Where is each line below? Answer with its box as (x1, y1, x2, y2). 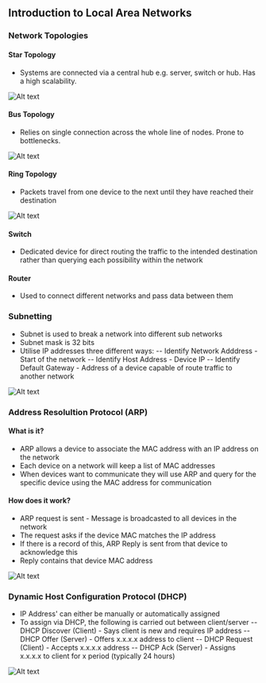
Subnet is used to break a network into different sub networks (19, 329, 223, 339)
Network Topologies (8, 30, 89, 41)
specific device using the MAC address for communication (19, 477, 212, 487)
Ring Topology (8, 169, 57, 179)
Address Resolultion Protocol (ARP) (8, 406, 148, 417)
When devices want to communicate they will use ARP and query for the (19, 469, 256, 479)
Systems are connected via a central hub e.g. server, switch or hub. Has (19, 68, 256, 77)
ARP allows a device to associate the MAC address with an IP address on (19, 444, 259, 453)
